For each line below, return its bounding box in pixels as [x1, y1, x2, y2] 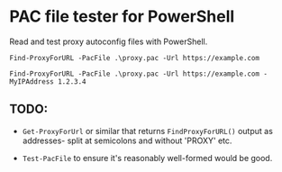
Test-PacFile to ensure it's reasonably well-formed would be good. [22, 152, 273, 163]
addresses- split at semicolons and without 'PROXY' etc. [22, 135, 232, 146]
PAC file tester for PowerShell [9, 6, 235, 27]
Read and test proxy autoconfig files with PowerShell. [9, 36, 208, 47]
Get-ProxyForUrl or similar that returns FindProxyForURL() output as [22, 125, 273, 136]
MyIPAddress [9, 77, 54, 86]
